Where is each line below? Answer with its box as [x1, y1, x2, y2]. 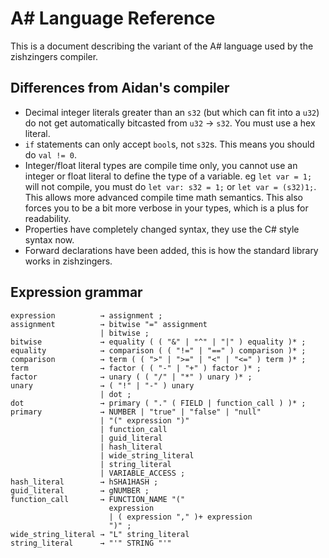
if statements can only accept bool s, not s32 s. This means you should [24, 138, 315, 150]
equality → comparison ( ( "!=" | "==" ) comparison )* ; [10, 345, 307, 356]
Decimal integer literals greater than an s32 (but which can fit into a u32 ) [24, 106, 320, 118]
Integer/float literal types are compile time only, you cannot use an [24, 159, 298, 171]
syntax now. [24, 233, 75, 246]
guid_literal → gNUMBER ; [10, 485, 150, 496]
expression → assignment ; [10, 310, 163, 321]
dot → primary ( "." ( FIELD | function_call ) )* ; [10, 398, 307, 408]
